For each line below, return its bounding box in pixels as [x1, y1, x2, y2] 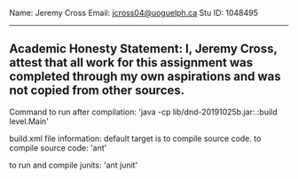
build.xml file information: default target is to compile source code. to [9, 133, 262, 144]
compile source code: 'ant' [9, 142, 107, 153]
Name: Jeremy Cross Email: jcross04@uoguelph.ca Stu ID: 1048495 [9, 8, 259, 18]
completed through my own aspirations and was [9, 69, 281, 84]
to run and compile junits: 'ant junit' [9, 160, 138, 170]
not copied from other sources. [9, 83, 185, 98]
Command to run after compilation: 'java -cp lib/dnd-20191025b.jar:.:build [9, 106, 278, 117]
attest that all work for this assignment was [9, 55, 254, 70]
